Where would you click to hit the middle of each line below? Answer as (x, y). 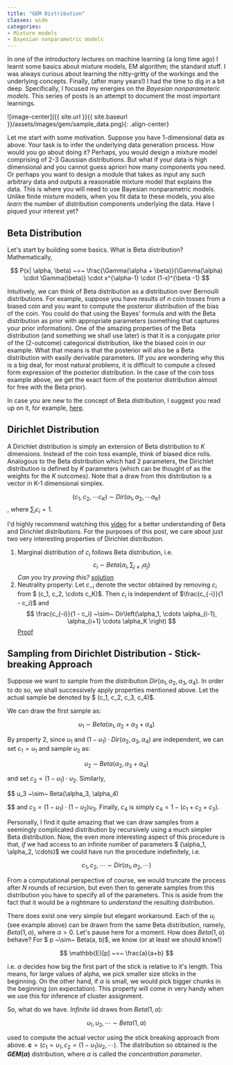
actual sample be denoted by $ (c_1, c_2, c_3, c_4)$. (81, 698)
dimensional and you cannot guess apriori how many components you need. (116, 167)
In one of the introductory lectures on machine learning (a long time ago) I (113, 59)
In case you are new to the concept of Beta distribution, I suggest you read (114, 400)
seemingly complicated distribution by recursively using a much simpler (110, 829)
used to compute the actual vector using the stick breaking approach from (113, 1038)
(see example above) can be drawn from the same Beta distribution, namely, (116, 925)
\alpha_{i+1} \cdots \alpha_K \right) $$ (122, 621)
